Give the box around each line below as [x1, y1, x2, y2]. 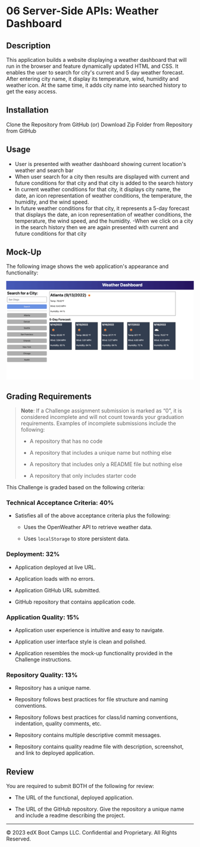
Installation [6, 105, 49, 115]
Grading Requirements [6, 391, 92, 401]
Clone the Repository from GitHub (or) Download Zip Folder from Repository [6, 121, 193, 128]
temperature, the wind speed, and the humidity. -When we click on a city [14, 217, 193, 224]
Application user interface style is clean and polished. [14, 638, 147, 645]
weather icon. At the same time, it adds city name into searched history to [6, 82, 187, 89]
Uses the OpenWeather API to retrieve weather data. [23, 524, 153, 531]
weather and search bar [14, 167, 74, 174]
